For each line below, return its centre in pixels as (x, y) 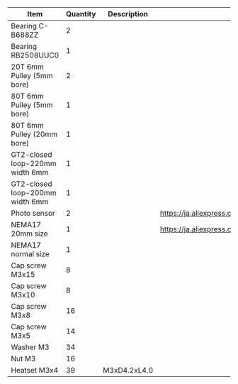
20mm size (29, 234)
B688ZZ (25, 35)
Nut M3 (23, 359)
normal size (30, 254)
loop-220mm (34, 164)
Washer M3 (30, 347)
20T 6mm (27, 67)
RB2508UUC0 (35, 55)
